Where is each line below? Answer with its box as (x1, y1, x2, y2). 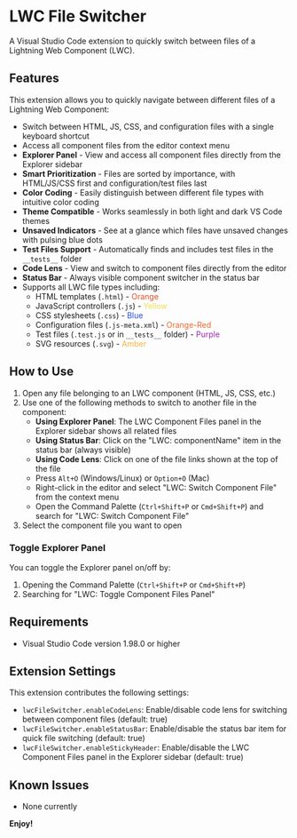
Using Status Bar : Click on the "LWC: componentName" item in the (35, 435, 282, 445)
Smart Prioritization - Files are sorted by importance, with (21, 168, 236, 179)
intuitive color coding (21, 196, 99, 207)
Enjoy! (9, 818, 34, 829)
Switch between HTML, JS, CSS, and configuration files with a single (21, 121, 275, 132)
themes (21, 215, 51, 226)
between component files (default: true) (21, 714, 168, 725)
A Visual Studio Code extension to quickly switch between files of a (9, 36, 255, 46)
